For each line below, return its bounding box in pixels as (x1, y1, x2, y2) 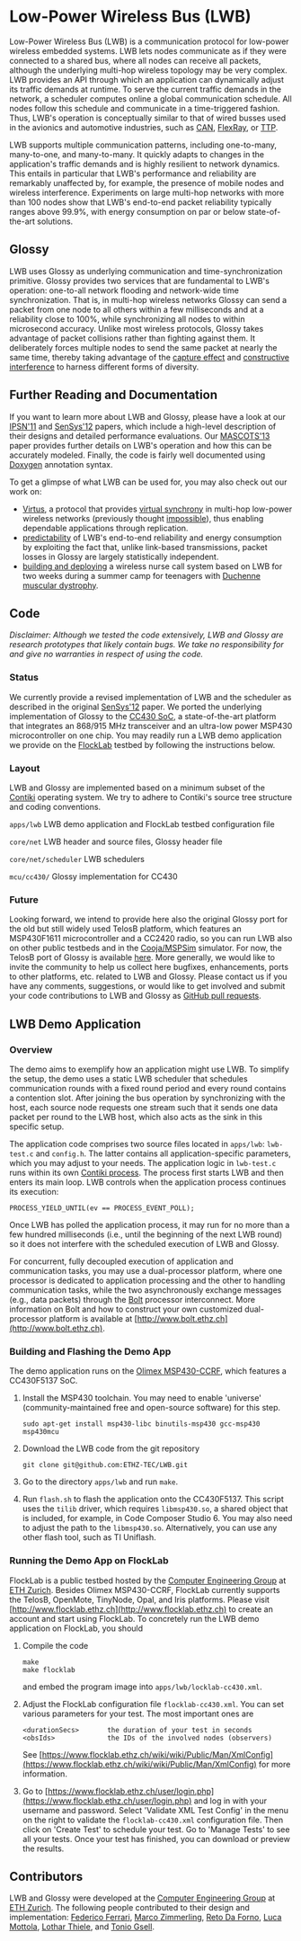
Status (9, 672, 39, 684)
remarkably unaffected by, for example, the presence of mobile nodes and (9, 177, 285, 188)
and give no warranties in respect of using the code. (9, 649, 204, 660)
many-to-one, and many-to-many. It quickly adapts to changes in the (9, 148, 265, 159)
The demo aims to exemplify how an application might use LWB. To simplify (9, 1064, 289, 1074)
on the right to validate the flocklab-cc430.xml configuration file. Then (22, 1814, 284, 1825)
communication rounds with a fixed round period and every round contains (9, 1082, 287, 1093)
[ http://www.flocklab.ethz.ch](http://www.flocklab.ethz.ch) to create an (9, 1603, 274, 1615)
